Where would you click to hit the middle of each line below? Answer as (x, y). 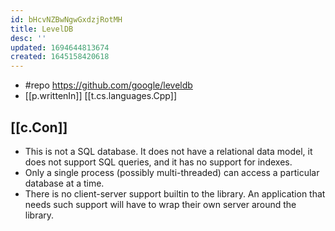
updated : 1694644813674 (60, 47)
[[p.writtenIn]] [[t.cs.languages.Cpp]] (100, 96)
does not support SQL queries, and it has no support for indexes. (158, 162)
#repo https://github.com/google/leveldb (108, 85)
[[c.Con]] (39, 127)
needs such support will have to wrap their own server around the (160, 204)
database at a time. (64, 183)
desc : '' (28, 38)
